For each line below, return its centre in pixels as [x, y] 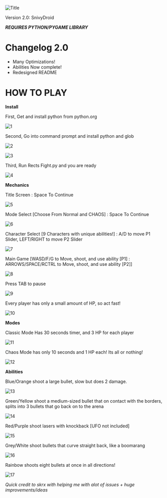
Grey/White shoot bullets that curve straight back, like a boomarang [75, 445]
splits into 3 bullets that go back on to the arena [55, 406]
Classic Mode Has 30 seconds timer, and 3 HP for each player [70, 333]
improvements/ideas [26, 490]
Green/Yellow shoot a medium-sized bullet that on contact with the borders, [84, 401]
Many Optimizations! [34, 62]
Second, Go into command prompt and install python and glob [70, 136]
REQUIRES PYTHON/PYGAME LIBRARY [47, 27]
